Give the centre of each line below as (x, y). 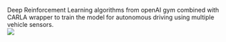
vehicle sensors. (30, 24)
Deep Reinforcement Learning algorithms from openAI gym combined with (113, 10)
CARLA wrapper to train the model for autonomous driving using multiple (111, 17)
